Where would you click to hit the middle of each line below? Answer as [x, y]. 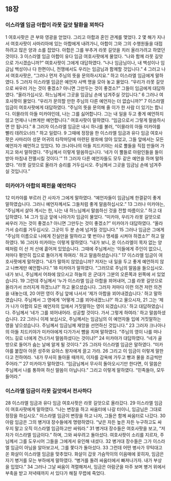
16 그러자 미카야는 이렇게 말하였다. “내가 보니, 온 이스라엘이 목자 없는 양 [91, 242]
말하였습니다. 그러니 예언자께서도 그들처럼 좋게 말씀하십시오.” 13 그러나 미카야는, [85, 204]
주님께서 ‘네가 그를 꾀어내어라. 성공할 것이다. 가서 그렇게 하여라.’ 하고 [80, 312]
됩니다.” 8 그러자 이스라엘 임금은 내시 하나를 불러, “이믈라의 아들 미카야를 [88, 126]
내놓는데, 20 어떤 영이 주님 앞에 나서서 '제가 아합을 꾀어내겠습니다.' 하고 [81, 293]
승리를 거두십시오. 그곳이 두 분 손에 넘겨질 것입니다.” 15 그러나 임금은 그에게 [89, 229]
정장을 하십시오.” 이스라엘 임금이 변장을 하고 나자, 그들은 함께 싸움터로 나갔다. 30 [85, 416]
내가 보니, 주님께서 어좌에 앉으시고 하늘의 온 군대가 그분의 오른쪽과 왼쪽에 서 [81, 274]
